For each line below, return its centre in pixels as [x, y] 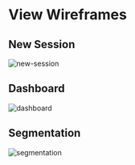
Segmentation [45, 133]
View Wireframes [67, 15]
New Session [42, 44]
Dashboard [37, 89]
